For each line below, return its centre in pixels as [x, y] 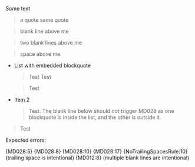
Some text [18, 9]
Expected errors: [26, 140]
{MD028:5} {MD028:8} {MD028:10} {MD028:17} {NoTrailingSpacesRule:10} [97, 151]
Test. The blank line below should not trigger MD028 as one [101, 111]
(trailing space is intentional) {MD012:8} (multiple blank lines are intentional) [97, 158]
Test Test [40, 77]
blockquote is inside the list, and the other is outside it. [95, 117]
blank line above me [44, 31]
